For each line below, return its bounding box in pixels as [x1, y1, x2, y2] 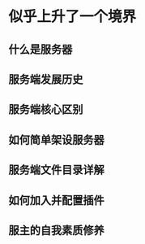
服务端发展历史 [8, 72, 83, 86]
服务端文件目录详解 [8, 163, 104, 177]
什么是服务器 [8, 42, 73, 56]
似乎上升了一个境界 [8, 7, 137, 26]
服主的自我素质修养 [8, 223, 104, 237]
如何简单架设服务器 [8, 133, 104, 146]
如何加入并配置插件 [8, 193, 104, 207]
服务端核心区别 [8, 102, 83, 116]
